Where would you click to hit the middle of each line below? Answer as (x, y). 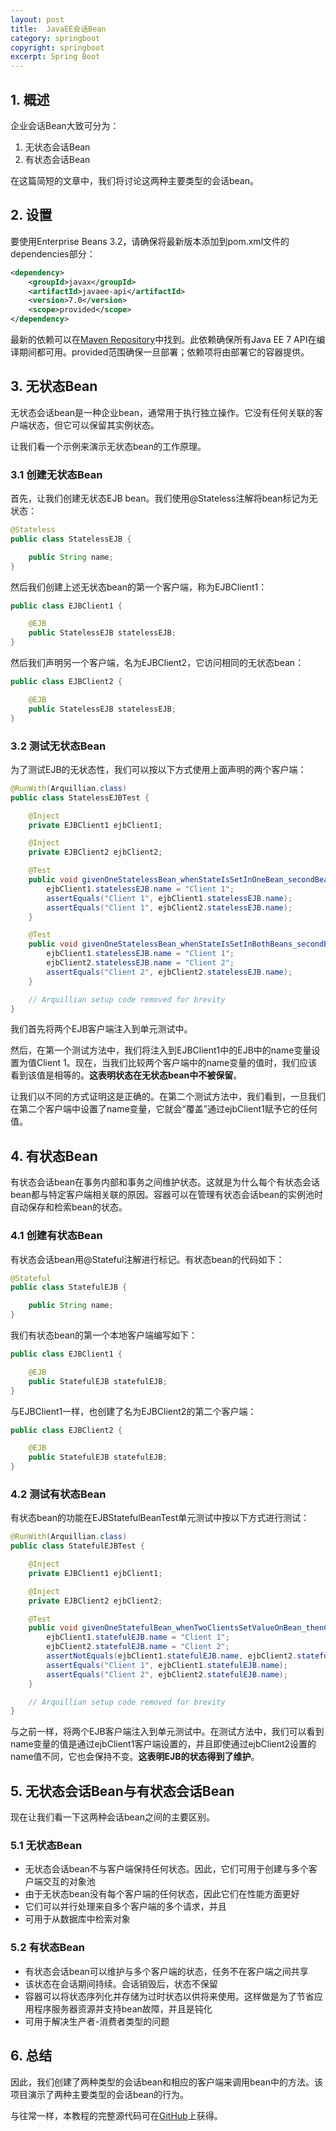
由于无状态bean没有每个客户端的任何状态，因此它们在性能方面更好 (162, 1894)
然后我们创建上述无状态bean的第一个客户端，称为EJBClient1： (139, 587)
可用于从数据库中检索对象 (77, 1919)
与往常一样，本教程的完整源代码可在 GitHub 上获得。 (116, 2115)
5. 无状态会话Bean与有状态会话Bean (122, 1791)
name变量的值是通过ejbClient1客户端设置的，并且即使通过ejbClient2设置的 (163, 1744)
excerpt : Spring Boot (55, 57)
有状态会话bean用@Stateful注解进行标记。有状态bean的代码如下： (147, 1259)
